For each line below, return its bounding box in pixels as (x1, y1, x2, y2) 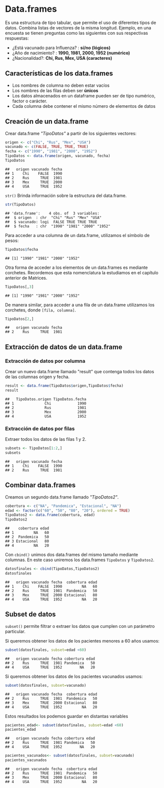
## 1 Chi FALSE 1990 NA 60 (5, 584, 97, 589)
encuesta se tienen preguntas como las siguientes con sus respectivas (5, 30, 148, 36)
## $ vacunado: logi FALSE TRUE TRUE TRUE (5, 219, 97, 224)
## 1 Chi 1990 (5, 401, 87, 406)
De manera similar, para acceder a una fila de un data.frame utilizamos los (5, 302, 155, 308)
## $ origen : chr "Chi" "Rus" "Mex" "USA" (5, 215, 102, 220)
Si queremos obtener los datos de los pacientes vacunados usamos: (5, 673, 143, 679)
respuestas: (5, 35, 29, 41)
